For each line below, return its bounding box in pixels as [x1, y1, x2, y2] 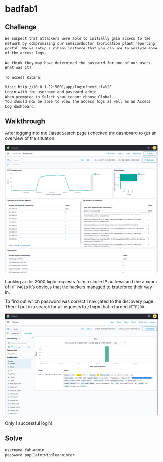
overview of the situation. [5, 135, 56, 141]
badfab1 [5, 3, 38, 15]
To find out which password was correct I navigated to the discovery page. [5, 298, 155, 304]
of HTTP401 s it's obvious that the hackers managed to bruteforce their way [5, 284, 152, 290]
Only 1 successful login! [5, 420, 52, 426]
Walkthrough [5, 117, 45, 126]
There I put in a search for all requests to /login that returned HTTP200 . [5, 303, 146, 309]
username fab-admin [5, 447, 45, 452]
